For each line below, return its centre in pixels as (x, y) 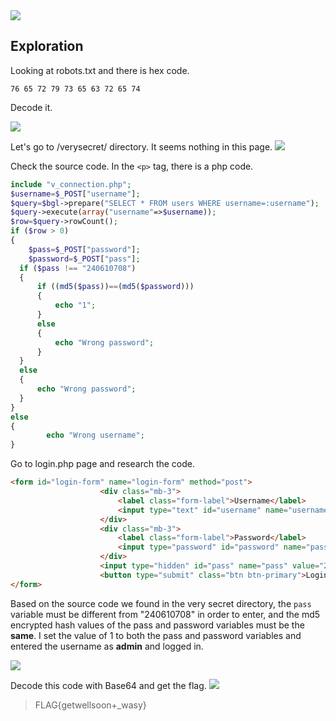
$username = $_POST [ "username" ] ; (75, 194)
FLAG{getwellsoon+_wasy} (90, 705)
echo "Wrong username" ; (95, 435)
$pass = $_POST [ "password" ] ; (84, 249)
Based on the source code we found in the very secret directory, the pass (161, 603)
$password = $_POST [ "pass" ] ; (84, 259)
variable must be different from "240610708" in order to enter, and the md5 (165, 614)
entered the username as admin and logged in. (107, 646)
